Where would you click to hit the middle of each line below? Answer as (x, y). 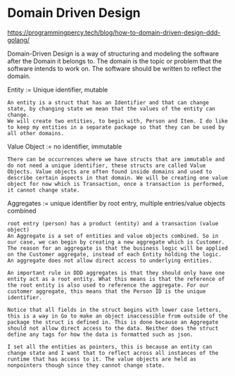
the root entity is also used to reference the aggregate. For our (108, 285)
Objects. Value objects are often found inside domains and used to (110, 171)
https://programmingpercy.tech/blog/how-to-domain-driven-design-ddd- (114, 32)
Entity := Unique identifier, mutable (58, 89)
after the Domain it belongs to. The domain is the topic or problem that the (115, 61)
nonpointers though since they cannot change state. (86, 365)
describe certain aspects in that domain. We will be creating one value (118, 177)
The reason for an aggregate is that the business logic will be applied (118, 248)
